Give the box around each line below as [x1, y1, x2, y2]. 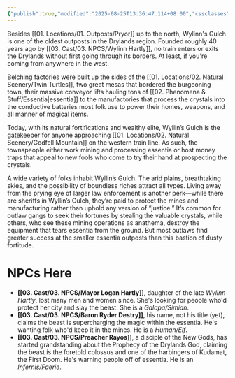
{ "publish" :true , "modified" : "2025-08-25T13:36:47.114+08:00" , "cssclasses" [7, 10, 230, 17]
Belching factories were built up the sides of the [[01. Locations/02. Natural [7, 73, 224, 81]
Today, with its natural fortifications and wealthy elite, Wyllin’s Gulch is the [7, 123, 220, 131]
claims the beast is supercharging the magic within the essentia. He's [17, 318, 218, 326]
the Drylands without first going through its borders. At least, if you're [7, 52, 208, 60]
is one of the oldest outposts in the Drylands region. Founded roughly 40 [7, 36, 217, 45]
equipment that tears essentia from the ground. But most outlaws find [7, 226, 208, 234]
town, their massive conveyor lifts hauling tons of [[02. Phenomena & [7, 87, 206, 96]
